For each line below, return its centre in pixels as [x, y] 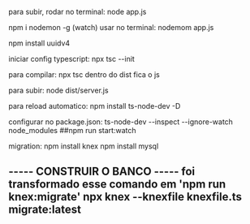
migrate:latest [45, 210]
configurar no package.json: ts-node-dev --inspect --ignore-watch [121, 122]
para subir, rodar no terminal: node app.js [78, 12]
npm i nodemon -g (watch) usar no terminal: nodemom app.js [111, 27]
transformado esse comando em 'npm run [117, 185]
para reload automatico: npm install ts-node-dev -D [95, 106]
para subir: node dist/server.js [58, 90]
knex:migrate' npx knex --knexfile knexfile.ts [125, 197]
